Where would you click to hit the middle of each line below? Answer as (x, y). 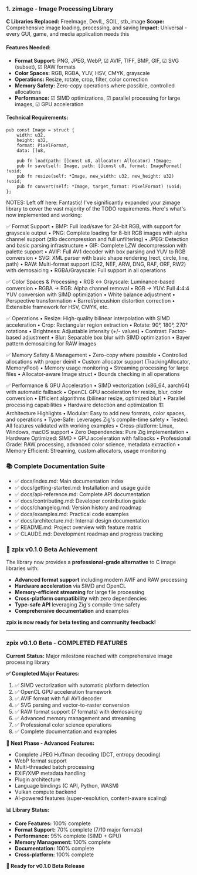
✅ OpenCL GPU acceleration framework (63, 691)
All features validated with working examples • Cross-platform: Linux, (90, 425)
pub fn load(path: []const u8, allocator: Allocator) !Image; (94, 161)
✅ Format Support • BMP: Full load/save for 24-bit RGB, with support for (94, 226)
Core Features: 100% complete (52, 823)
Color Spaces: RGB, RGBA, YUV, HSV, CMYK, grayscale (82, 73)
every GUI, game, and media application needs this (68, 34)
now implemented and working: (44, 215)
